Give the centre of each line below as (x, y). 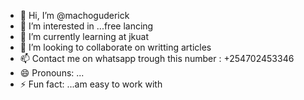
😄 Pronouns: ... (52, 73)
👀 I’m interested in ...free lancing (86, 26)
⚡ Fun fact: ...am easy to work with (91, 84)
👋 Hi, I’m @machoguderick (74, 15)
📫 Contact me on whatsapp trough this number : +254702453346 (157, 58)
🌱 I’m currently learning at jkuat (84, 36)
